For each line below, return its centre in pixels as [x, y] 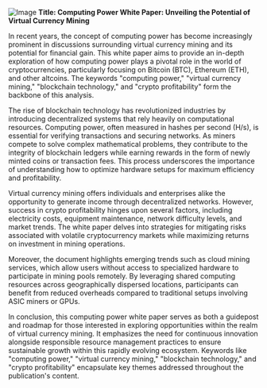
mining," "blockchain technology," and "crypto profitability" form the [120, 86]
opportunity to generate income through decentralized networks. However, [131, 202]
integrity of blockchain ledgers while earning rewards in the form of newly [129, 152]
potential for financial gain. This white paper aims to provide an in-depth [126, 53]
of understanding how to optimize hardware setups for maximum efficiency [132, 169]
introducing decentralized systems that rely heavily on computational [121, 119]
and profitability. [35, 178]
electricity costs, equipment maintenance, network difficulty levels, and [125, 219]
